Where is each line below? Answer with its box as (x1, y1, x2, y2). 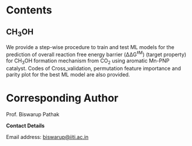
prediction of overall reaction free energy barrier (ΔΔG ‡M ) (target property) (6, 50, 187, 58)
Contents (6, 4, 53, 17)
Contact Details (6, 122, 45, 129)
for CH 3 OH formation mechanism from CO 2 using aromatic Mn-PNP (6, 57, 170, 65)
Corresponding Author (6, 91, 119, 105)
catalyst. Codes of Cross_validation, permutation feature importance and (6, 65, 181, 72)
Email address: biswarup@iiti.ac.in (6, 133, 89, 140)
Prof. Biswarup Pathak (6, 110, 60, 117)
